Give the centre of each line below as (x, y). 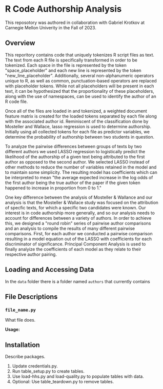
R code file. (17, 102)
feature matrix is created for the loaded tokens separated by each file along (81, 116)
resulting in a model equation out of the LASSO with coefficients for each (79, 239)
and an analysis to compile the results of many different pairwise (70, 228)
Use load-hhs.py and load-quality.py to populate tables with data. (78, 376)
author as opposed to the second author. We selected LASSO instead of (77, 162)
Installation (22, 345)
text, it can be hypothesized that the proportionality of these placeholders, (80, 91)
